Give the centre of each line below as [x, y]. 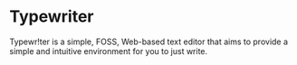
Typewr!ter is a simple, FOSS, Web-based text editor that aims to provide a [148, 42]
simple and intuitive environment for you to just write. [109, 51]
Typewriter [52, 17]
